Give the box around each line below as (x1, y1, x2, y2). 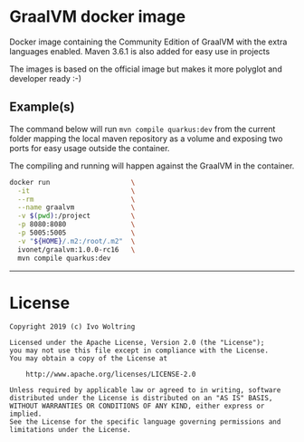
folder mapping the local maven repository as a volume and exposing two (9, 133, 283, 144)
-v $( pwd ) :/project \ (17, 211, 136, 221)
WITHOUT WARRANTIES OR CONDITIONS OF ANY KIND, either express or (9, 401, 265, 411)
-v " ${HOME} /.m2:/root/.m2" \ (17, 236, 136, 245)
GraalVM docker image (9, 6, 186, 27)
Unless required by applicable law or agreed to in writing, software (9, 386, 281, 395)
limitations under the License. (9, 426, 131, 435)
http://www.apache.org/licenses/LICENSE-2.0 (25, 370, 196, 380)
